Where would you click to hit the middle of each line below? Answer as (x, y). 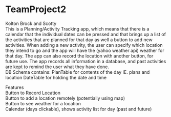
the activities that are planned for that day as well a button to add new (79, 40)
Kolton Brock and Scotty (31, 23)
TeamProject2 (36, 9)
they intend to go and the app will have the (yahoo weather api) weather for (85, 50)
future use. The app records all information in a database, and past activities (86, 61)
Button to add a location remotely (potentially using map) (65, 98)
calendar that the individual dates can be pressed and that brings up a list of (86, 34)
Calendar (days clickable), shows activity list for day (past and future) (79, 109)
